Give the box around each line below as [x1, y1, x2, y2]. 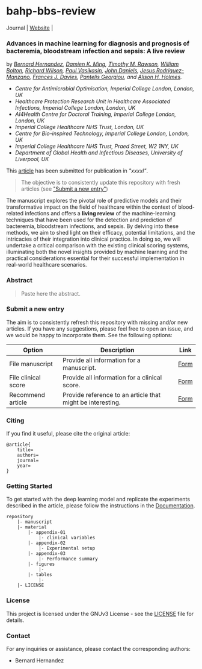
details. [6, 617, 25, 624]
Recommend [9, 390, 45, 399]
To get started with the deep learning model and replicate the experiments [6, 496, 191, 503]
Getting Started [6, 482, 52, 490]
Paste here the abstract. [20, 290, 81, 297]
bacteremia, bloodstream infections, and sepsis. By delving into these [6, 223, 179, 230]
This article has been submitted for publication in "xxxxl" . [6, 167, 148, 174]
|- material [17, 524, 47, 530]
